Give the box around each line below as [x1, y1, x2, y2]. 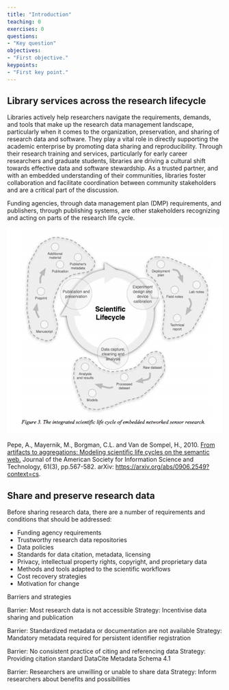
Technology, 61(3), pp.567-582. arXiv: [7, 463, 114, 471]
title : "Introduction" [7, 11, 72, 18]
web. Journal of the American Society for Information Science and [7, 456, 194, 464]
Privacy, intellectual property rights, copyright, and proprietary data [16, 558, 207, 566]
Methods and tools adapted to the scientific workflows [16, 565, 171, 574]
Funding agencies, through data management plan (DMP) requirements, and [7, 199, 222, 208]
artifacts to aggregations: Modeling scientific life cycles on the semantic [7, 448, 210, 456]
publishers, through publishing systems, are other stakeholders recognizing [7, 206, 220, 215]
